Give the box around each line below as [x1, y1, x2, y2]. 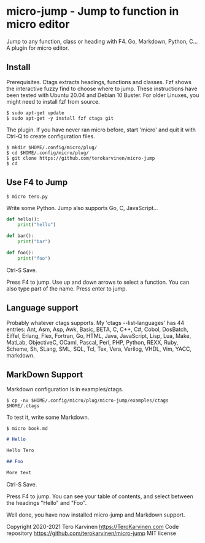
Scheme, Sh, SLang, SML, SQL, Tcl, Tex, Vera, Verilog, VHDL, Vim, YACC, [6, 345, 192, 353]
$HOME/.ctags [6, 403, 40, 409]
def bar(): [6, 233, 34, 239]
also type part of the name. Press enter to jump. [6, 284, 128, 292]
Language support [6, 303, 79, 313]
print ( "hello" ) [17, 222, 56, 228]
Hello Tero [6, 447, 34, 454]
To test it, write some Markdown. [6, 413, 90, 421]
